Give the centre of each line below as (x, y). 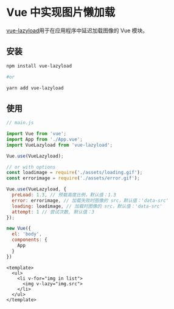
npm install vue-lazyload (39, 66)
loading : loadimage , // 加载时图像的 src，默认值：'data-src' (87, 206)
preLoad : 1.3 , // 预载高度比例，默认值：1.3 (64, 195)
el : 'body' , (27, 234)
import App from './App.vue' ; (45, 139)
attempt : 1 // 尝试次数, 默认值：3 (53, 212)
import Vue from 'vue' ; (37, 134)
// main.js (20, 123)
